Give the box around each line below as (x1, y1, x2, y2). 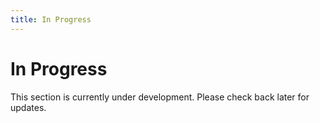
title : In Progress (10, 14, 92, 25)
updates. (10, 101, 47, 113)
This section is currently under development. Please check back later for (10, 91, 310, 103)
